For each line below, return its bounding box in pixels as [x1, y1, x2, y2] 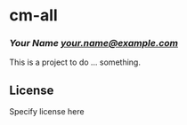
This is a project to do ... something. [9, 57, 141, 67]
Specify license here [9, 106, 85, 117]
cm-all [9, 5, 58, 26]
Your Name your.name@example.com [9, 37, 178, 50]
